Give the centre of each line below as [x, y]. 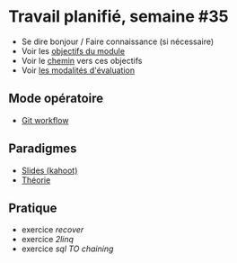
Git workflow [45, 120]
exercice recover [53, 230]
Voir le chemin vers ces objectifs [82, 60]
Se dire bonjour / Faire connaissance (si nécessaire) [118, 41]
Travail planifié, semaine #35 [118, 17]
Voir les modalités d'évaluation [78, 70]
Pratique [33, 208]
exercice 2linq [47, 240]
